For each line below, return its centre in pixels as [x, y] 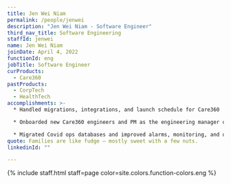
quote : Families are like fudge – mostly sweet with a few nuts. [102, 141]
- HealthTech [32, 97]
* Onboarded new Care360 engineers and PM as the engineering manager [117, 122]
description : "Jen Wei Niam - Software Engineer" [80, 26]
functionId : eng [30, 59]
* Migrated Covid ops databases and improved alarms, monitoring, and [117, 134]
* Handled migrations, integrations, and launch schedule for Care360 [117, 110]
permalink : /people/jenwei [46, 20]
